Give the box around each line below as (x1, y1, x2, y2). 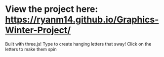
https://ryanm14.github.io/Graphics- (5, 14, 159, 25)
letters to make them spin (5, 46, 57, 52)
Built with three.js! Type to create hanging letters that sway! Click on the (5, 41, 152, 47)
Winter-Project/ (5, 25, 71, 36)
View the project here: (5, 3, 98, 15)
